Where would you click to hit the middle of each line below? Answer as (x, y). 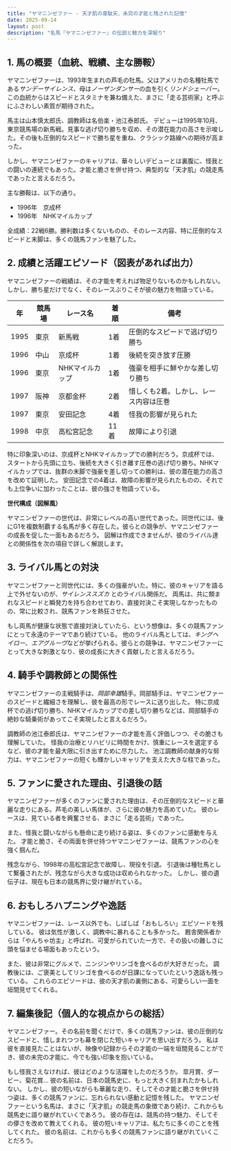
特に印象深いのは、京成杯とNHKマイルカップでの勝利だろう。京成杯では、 (113, 454)
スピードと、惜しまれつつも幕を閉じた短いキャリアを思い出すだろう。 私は (113, 1040)
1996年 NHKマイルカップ (55, 216)
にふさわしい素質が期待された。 (52, 106)
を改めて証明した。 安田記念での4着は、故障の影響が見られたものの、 (106, 480)
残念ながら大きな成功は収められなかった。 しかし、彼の (134, 873)
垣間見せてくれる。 (34, 990)
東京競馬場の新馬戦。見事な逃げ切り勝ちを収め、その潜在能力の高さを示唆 (112, 129)
